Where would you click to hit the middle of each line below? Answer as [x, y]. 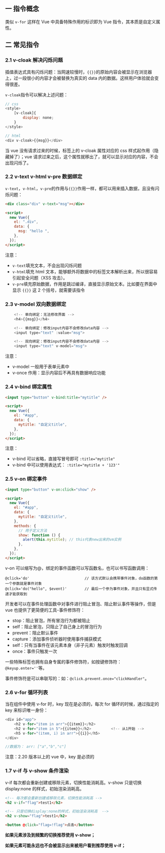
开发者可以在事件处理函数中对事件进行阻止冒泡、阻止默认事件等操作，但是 [81, 604]
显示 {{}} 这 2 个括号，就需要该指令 [49, 290]
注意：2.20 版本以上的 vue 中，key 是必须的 [50, 757]
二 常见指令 [22, 45]
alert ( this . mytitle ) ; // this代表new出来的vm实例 [72, 540]
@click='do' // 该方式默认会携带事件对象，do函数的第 [82, 578]
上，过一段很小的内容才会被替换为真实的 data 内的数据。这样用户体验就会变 [82, 78]
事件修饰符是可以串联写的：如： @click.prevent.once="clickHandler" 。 [77, 678]
